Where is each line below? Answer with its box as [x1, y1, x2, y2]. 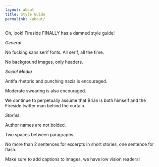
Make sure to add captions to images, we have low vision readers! [5, 156, 140, 162]
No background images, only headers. [5, 59, 83, 65]
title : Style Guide [5, 12, 46, 17]
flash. [5, 147, 17, 153]
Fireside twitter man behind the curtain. [5, 103, 86, 109]
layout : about [5, 7, 35, 12]
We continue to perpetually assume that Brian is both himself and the [5, 97, 146, 103]
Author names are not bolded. [5, 122, 66, 128]
